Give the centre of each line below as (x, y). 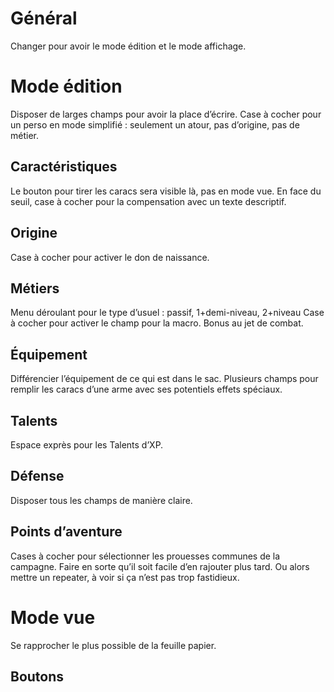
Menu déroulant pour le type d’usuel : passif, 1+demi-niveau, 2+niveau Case (167, 313)
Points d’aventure (66, 532)
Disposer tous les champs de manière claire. (101, 500)
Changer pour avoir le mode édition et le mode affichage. (128, 46)
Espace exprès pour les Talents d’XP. (87, 444)
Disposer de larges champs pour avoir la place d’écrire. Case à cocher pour (166, 114)
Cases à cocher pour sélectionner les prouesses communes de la (145, 556)
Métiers (35, 288)
